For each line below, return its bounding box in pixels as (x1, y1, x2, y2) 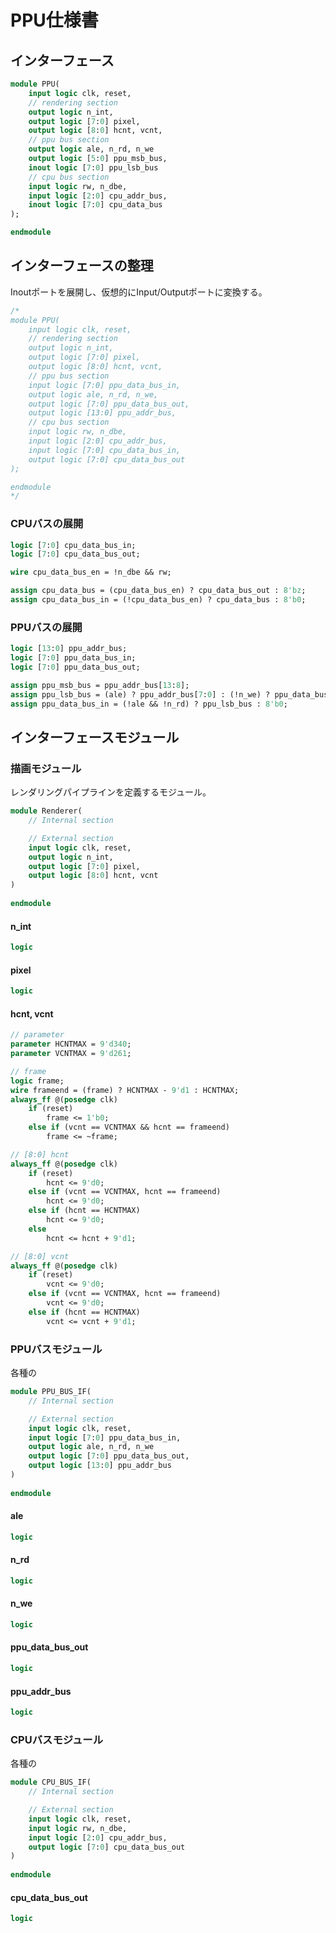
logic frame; (10, 1076, 65, 1086)
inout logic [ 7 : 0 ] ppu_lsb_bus (28, 162, 159, 173)
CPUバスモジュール (10, 1732, 104, 1746)
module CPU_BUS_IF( (10, 1777, 92, 1788)
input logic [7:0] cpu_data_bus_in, (28, 445, 182, 455)
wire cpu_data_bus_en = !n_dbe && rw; (10, 567, 172, 578)
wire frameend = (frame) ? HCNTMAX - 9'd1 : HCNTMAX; (10, 1085, 240, 1095)
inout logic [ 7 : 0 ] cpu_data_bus (28, 200, 163, 210)
